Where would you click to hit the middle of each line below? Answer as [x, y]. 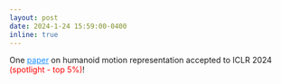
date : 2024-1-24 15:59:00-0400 [68, 26]
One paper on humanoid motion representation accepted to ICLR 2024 [141, 61]
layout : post [34, 18]
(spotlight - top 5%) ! [47, 70]
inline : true [34, 34]
